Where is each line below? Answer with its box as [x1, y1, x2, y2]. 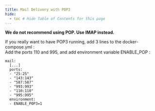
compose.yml [5, 44, 33, 50]
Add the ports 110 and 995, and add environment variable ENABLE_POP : [5, 49, 151, 55]
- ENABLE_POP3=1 [9, 101, 42, 106]
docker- [122, 39, 138, 45]
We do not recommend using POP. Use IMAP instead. [5, 30, 115, 36]
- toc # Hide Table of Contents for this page [9, 16, 105, 21]
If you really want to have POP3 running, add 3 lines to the [5, 39, 121, 45]
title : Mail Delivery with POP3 [5, 7, 70, 12]
